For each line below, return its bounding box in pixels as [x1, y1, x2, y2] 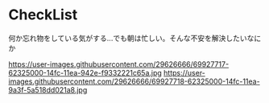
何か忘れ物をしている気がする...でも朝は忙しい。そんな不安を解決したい [8, 33, 247, 43]
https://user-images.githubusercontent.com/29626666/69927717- [8, 59, 230, 69]
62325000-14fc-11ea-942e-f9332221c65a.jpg [8, 68, 163, 77]
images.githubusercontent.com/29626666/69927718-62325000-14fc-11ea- [8, 76, 260, 86]
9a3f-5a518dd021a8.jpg [8, 84, 88, 94]
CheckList [8, 6, 78, 24]
